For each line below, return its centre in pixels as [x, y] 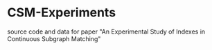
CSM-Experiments [62, 13]
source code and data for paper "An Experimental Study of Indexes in [106, 32]
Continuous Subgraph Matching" [54, 38]
